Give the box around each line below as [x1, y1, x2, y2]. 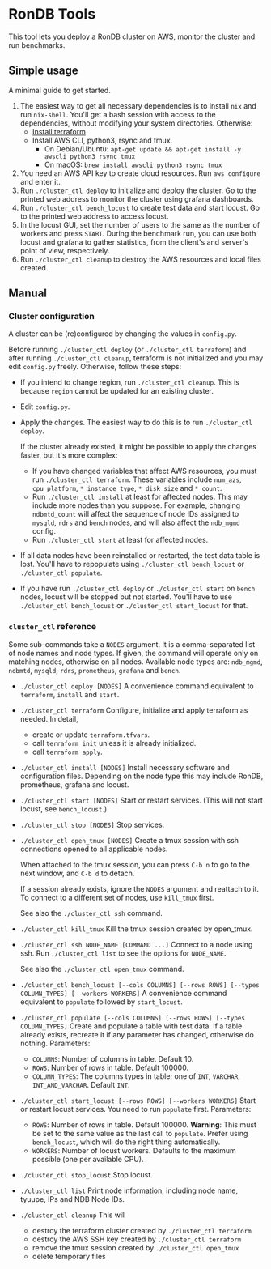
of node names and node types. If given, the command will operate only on [8, 648, 259, 658]
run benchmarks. [8, 40, 66, 49]
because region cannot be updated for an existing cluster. [19, 386, 214, 396]
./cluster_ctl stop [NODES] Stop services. [19, 820, 165, 829]
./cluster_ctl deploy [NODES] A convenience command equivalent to [19, 681, 254, 691]
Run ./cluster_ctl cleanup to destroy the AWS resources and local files [19, 254, 261, 264]
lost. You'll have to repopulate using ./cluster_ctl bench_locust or [19, 560, 245, 569]
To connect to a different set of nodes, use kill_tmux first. [19, 892, 214, 902]
